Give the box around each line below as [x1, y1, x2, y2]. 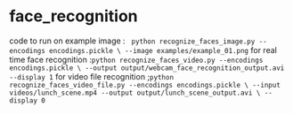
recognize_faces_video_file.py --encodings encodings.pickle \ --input [9, 80, 281, 89]
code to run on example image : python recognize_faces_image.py [9, 35, 256, 46]
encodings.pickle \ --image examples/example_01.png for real [48, 44, 278, 55]
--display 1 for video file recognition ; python [9, 71, 175, 81]
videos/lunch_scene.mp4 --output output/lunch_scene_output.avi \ [9, 88, 261, 97]
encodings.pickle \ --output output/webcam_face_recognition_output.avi [9, 64, 285, 72]
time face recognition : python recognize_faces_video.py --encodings [9, 54, 264, 65]
